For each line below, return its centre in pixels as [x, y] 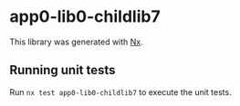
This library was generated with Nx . [76, 42]
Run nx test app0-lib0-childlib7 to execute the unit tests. [120, 92]
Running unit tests [63, 70]
